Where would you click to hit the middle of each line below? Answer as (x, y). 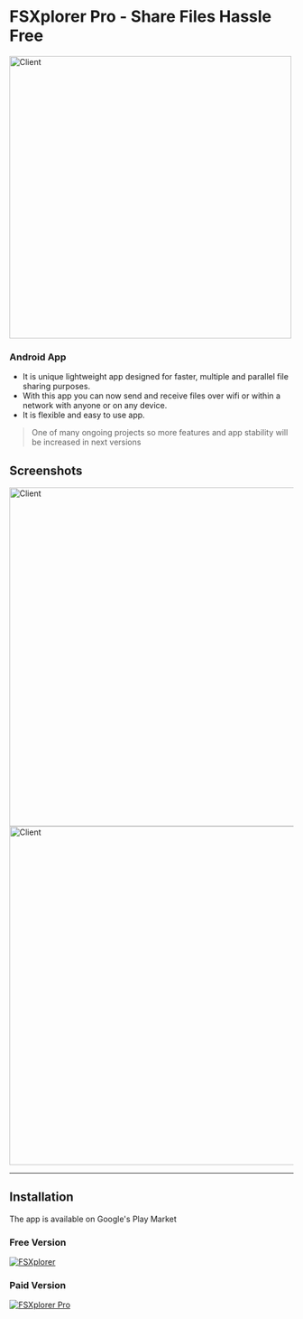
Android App (38, 357)
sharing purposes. (56, 387)
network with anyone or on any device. (95, 406)
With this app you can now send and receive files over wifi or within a (151, 396)
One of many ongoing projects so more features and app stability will (160, 433)
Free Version (38, 1242)
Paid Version (37, 1286)
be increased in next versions (86, 442)
